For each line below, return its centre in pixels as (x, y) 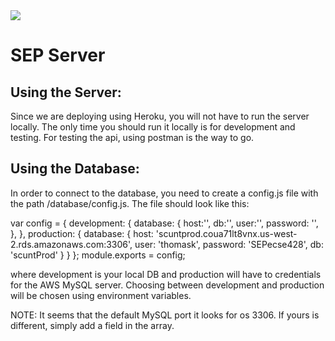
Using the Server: (66, 92)
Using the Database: (75, 169)
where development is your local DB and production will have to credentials (166, 274)
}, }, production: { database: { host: (82, 233)
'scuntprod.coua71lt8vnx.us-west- (226, 233)
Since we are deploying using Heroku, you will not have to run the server (160, 116)
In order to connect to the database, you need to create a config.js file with (164, 193)
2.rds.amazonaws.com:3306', (71, 244)
